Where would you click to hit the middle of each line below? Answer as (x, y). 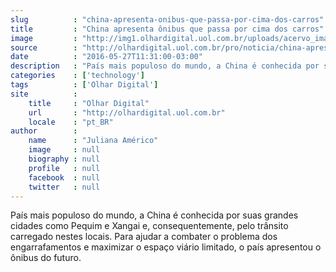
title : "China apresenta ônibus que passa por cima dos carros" (167, 29)
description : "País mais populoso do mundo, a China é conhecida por (165, 66)
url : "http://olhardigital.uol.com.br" (127, 112)
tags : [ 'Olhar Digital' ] (84, 85)
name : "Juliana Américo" (93, 141)
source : (44, 47)
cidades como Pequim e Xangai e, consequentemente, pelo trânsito (149, 226)
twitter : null (64, 187)
